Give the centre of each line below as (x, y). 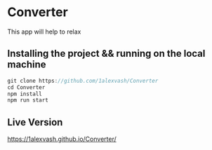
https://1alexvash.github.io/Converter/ (62, 139)
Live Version (35, 122)
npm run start (28, 100)
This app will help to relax (44, 32)
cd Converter (26, 87)
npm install (25, 94)
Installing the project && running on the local (106, 54)
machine (27, 65)
